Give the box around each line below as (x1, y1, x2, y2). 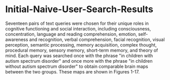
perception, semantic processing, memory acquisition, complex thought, (5, 42, 157, 48)
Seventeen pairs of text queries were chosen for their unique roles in (5, 20, 149, 26)
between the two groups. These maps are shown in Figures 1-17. (5, 68, 140, 74)
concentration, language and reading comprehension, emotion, (5, 31, 137, 37)
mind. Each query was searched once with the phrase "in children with (5, 52, 153, 59)
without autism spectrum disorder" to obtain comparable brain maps (5, 63, 148, 69)
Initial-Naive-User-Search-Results (5, 4, 154, 15)
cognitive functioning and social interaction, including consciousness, (5, 25, 151, 31)
